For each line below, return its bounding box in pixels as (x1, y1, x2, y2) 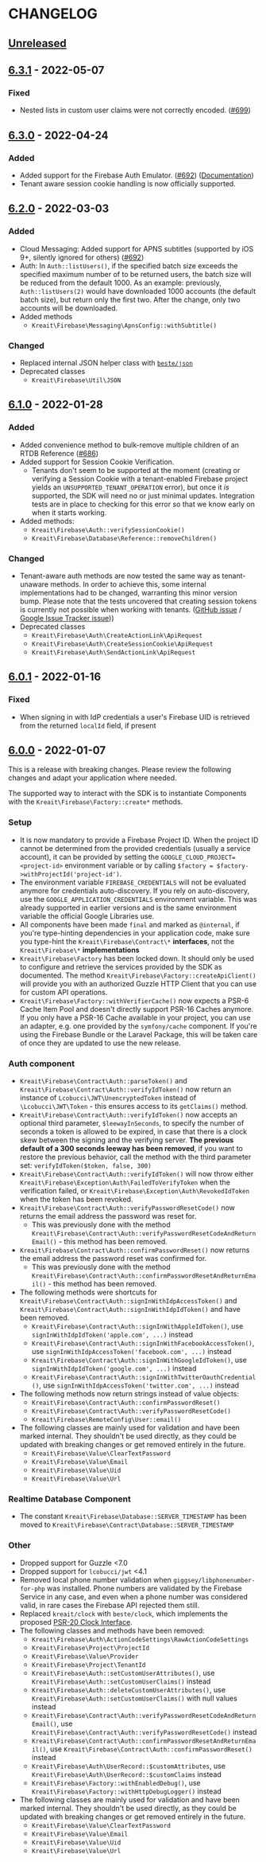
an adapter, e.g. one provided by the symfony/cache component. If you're (19, 1021, 257, 1031)
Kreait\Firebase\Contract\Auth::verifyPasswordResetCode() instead (31, 1727, 257, 1736)
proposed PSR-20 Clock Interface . (19, 1617, 133, 1626)
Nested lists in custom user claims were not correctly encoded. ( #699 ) (19, 105, 252, 115)
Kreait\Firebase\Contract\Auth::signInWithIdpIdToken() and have (19, 1305, 241, 1314)
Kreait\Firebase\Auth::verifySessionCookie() (31, 526, 185, 534)
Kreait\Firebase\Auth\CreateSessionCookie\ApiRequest (31, 640, 214, 648)
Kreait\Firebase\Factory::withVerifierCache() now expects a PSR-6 (19, 996, 249, 1005)
